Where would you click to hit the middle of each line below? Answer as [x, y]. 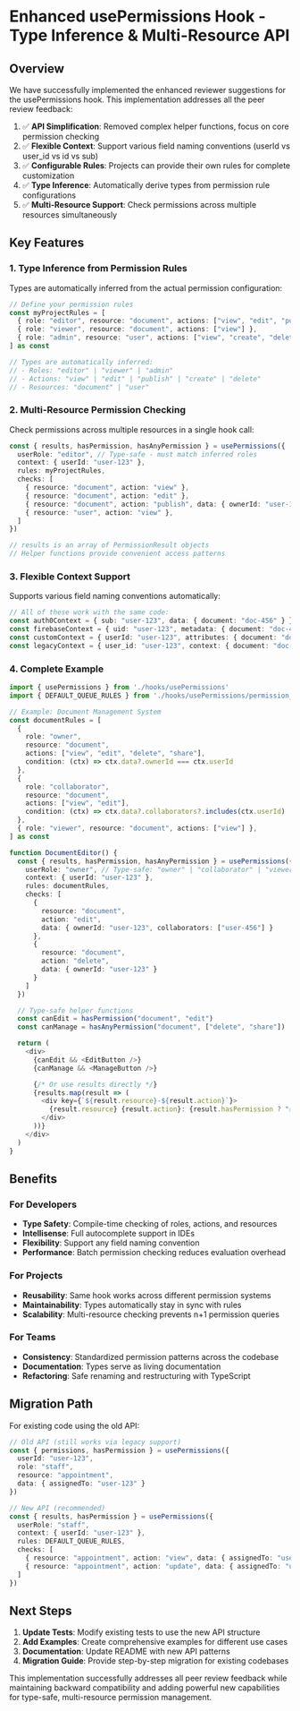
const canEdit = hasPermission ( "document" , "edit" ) [116, 1019]
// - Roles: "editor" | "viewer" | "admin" [92, 370]
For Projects [36, 1276]
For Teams [33, 1338]
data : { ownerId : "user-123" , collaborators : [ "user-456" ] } [158, 928]
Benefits [33, 1179]
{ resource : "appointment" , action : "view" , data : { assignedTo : [150, 1558]
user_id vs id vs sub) [60, 156]
